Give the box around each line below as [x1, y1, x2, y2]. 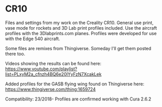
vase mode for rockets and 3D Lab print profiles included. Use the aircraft [5, 25, 157, 31]
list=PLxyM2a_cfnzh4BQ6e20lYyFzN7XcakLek [5, 71, 101, 77]
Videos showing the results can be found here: [5, 60, 101, 66]
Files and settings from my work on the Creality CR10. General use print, [5, 20, 154, 26]
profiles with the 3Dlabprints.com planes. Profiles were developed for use [5, 30, 157, 36]
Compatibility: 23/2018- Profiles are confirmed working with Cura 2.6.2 [5, 96, 151, 102]
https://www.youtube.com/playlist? [5, 66, 77, 72]
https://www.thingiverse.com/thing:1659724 [5, 86, 96, 92]
